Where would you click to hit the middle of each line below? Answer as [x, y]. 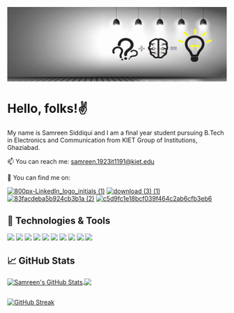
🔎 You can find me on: [39, 178]
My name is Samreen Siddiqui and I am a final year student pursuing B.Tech [116, 133]
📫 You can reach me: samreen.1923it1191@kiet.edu [81, 162]
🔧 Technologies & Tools [59, 221]
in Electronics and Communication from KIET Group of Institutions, [102, 140]
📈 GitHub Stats [41, 261]
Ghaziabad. [24, 148]
